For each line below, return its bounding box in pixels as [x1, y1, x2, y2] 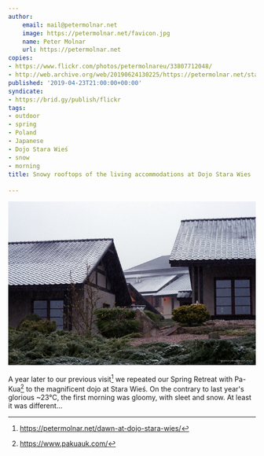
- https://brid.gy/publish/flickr [8, 95, 122, 104]
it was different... [8, 401, 63, 410]
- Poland [8, 129, 37, 137]
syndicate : [8, 87, 44, 95]
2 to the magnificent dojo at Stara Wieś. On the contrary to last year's [20, 382, 245, 393]
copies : [8, 54, 34, 62]
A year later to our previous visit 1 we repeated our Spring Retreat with [8, 373, 233, 384]
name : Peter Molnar [22, 38, 86, 46]
